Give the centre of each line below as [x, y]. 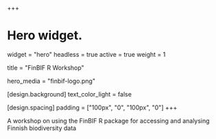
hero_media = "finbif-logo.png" [51, 81]
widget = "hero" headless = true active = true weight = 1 [86, 54]
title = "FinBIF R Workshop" [46, 67]
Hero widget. [45, 36]
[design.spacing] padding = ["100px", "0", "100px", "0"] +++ [92, 108]
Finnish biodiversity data [42, 128]
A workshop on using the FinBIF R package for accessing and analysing [109, 121]
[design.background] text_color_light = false [70, 94]
